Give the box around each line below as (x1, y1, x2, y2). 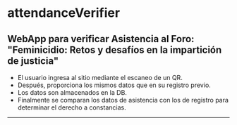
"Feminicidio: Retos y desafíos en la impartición (7, 44, 222, 55)
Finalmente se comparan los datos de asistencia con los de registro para (17, 96, 229, 104)
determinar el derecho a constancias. (17, 103, 126, 112)
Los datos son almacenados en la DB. (17, 88, 127, 96)
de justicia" (7, 55, 59, 67)
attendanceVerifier (7, 5, 121, 21)
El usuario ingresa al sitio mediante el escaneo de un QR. (17, 74, 183, 81)
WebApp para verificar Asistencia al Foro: (7, 33, 195, 45)
